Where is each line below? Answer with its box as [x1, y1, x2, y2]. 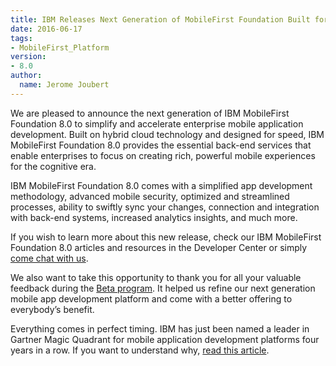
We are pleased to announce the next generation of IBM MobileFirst [10, 107, 290, 119]
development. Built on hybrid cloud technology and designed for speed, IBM [10, 128, 325, 140]
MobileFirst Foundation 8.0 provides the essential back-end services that [10, 139, 312, 151]
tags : [10, 33, 33, 43]
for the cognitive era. [10, 160, 97, 172]
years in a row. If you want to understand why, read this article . [10, 344, 270, 356]
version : [10, 52, 47, 62]
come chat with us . [10, 252, 89, 264]
